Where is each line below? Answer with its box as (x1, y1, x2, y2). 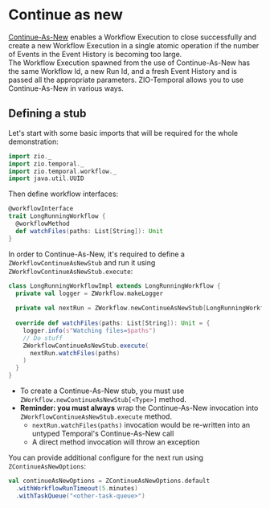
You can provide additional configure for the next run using (8, 453, 203, 462)
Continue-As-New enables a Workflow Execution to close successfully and (8, 32, 257, 42)
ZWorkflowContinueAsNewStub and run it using (8, 257, 156, 267)
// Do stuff (22, 334, 63, 342)
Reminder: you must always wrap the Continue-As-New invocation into (19, 404, 259, 412)
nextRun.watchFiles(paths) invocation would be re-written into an (31, 420, 251, 429)
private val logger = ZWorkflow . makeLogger (15, 289, 163, 297)
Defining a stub (8, 107, 87, 121)
